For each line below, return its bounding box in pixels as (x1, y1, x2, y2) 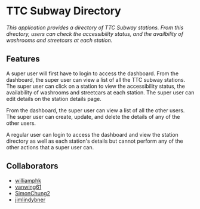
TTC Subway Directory (6, 4, 121, 18)
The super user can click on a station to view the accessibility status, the (6, 82, 185, 90)
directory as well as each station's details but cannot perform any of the (6, 137, 183, 145)
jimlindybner (14, 196, 46, 203)
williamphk (14, 177, 42, 184)
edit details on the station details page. (6, 95, 101, 102)
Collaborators (6, 161, 59, 171)
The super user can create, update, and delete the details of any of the (6, 113, 180, 120)
